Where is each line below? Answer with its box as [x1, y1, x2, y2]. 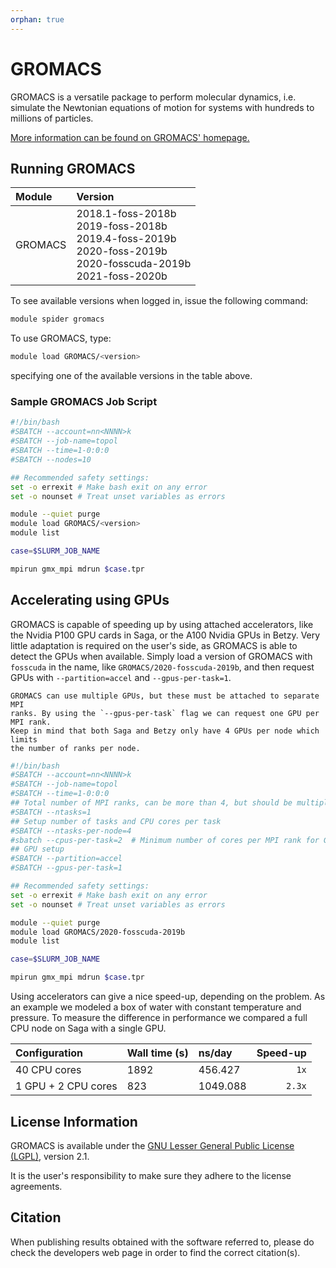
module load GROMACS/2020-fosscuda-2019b [10, 927, 186, 937]
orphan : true [10, 14, 65, 25]
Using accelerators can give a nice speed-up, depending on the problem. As [10, 991, 326, 1003]
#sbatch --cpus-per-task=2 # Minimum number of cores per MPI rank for [10, 835, 320, 845]
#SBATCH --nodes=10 [10, 454, 92, 465]
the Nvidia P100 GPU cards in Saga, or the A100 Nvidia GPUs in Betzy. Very [10, 629, 321, 641]
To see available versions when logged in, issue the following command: [10, 295, 309, 307]
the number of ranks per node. [10, 743, 141, 753]
